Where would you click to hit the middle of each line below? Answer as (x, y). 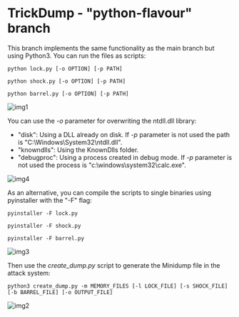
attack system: (29, 273)
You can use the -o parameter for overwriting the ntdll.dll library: (102, 121)
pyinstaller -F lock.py (43, 213)
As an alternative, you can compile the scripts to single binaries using (110, 192)
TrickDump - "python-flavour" (100, 13)
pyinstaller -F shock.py (44, 226)
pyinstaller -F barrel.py (46, 238)
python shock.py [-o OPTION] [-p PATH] (67, 81)
